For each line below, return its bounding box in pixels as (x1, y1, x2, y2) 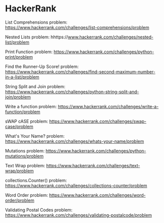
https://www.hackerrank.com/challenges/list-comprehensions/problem (5, 24, 149, 30)
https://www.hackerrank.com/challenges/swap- (49, 118, 147, 124)
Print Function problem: (5, 49, 53, 55)
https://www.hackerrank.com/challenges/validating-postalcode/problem (5, 212, 152, 218)
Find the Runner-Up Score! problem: (5, 64, 79, 69)
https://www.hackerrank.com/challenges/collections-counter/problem (5, 183, 147, 189)
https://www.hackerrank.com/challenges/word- (49, 192, 146, 198)
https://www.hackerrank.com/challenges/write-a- (58, 103, 159, 109)
